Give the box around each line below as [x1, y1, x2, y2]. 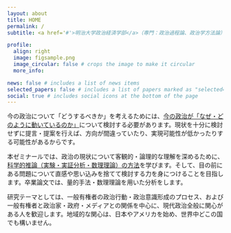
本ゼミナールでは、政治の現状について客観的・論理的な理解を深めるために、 [7, 153, 224, 161]
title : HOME [7, 16, 41, 23]
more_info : [13, 67, 45, 74]
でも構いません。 [7, 219, 56, 227]
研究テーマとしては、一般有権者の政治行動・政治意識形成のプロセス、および [7, 193, 224, 201]
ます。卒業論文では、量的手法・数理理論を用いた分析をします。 [7, 178, 187, 186]
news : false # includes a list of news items [7, 80, 140, 87]
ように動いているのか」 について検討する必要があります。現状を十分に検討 [12, 121, 223, 129]
